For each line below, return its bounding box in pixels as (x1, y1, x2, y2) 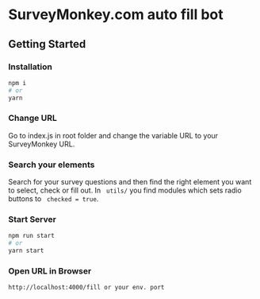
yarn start (8, 247, 44, 255)
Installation (8, 61, 53, 72)
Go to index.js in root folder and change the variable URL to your (8, 130, 219, 140)
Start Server (8, 214, 57, 225)
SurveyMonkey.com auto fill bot (8, 6, 224, 24)
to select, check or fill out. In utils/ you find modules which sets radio (8, 185, 242, 196)
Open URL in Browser (8, 265, 92, 276)
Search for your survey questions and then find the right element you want (8, 177, 252, 187)
